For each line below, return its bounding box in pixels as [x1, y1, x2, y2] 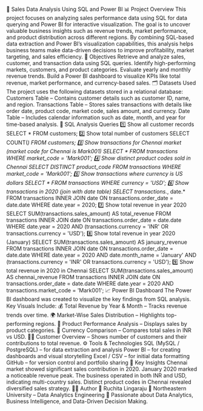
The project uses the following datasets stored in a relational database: [6, 88, 184, 95]
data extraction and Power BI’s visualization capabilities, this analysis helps [6, 40, 194, 47]
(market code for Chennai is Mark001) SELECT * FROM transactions [6, 148, 178, 154]
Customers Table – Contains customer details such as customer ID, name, [6, 94, 191, 102]
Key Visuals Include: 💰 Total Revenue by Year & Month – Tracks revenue [6, 302, 187, 309]
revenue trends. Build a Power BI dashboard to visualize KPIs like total [6, 72, 181, 80]
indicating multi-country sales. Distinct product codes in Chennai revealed [6, 378, 192, 385]
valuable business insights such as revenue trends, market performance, [6, 27, 188, 34]
